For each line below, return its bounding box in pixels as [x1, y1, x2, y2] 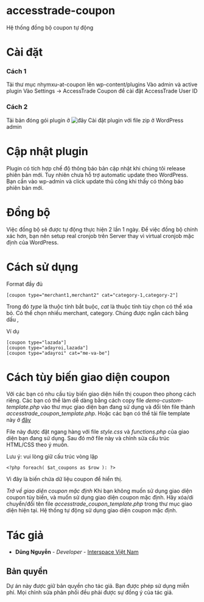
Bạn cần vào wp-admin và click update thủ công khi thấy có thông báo [6, 178, 184, 185]
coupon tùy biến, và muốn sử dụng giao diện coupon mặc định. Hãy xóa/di [6, 494, 194, 501]
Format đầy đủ [6, 280, 43, 288]
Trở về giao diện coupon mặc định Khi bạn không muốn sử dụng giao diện [6, 487, 193, 495]
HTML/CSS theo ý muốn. [6, 441, 69, 449]
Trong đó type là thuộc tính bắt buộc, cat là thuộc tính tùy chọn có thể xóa [6, 303, 193, 310]
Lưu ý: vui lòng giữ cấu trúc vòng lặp [6, 453, 99, 460]
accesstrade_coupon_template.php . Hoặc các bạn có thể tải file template [6, 410, 191, 417]
